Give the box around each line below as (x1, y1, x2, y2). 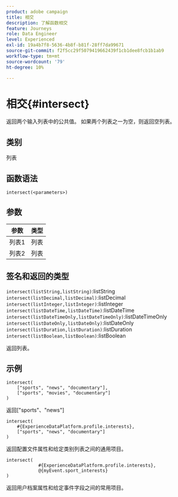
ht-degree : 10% (6, 64, 44, 70)
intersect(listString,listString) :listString (6, 287, 115, 294)
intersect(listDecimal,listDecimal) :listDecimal (6, 294, 126, 301)
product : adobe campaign (6, 8, 68, 15)
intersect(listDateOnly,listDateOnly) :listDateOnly (6, 319, 134, 326)
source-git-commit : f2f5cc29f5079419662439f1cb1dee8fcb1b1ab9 (6, 48, 164, 54)
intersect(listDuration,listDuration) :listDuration (6, 326, 133, 333)
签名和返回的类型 (6, 271, 69, 281)
